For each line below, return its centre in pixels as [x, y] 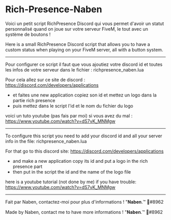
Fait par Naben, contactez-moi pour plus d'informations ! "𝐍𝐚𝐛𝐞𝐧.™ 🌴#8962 [84, 202]
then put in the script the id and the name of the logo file [72, 172]
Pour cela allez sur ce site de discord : [45, 80]
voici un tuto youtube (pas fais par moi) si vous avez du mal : [69, 115]
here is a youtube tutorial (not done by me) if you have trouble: [71, 182]
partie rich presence [34, 100]
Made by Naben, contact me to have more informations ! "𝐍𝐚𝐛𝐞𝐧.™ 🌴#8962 [84, 212]
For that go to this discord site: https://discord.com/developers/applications [84, 151]
